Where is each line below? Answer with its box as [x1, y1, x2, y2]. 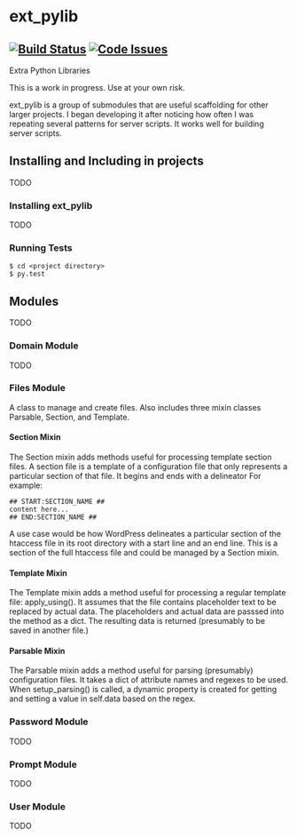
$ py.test [9, 269, 46, 279]
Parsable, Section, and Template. [9, 411, 130, 422]
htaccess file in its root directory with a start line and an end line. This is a [9, 538, 278, 548]
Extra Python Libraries [9, 65, 90, 76]
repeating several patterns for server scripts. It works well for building [9, 118, 264, 129]
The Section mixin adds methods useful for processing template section [9, 451, 272, 463]
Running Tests [9, 242, 73, 254]
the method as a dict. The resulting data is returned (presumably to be [9, 616, 266, 627]
